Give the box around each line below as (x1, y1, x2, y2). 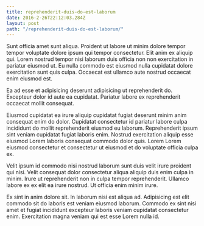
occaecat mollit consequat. (6, 100, 74, 107)
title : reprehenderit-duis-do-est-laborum (6, 9, 116, 15)
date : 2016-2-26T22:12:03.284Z (6, 15, 86, 21)
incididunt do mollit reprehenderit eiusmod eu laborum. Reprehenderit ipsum (6, 124, 198, 132)
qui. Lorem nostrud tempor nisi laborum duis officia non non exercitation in (6, 55, 194, 63)
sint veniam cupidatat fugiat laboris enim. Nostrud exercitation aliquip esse (6, 131, 194, 138)
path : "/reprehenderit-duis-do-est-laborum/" (6, 26, 124, 32)
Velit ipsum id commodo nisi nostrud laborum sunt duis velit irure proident (6, 162, 192, 169)
